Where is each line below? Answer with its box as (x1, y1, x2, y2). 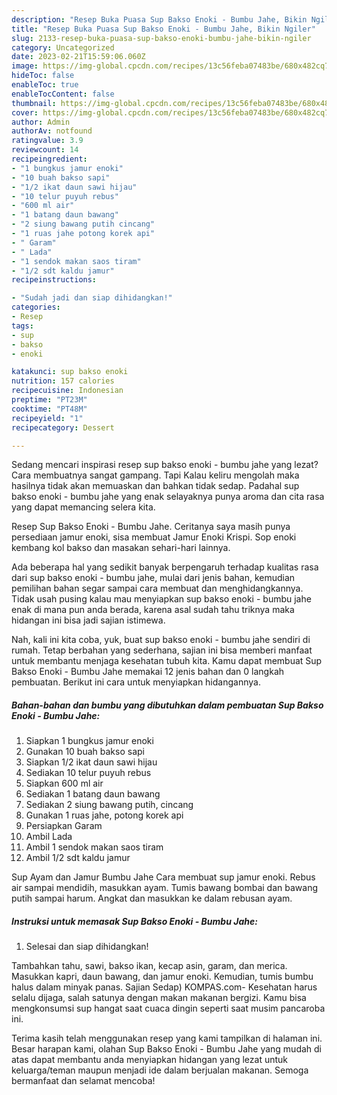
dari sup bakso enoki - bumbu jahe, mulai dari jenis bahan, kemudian (11, 572, 296, 584)
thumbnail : (11, 98, 57, 108)
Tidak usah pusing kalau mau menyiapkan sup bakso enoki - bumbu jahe (11, 593, 312, 605)
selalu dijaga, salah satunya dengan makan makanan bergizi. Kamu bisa (11, 992, 307, 1004)
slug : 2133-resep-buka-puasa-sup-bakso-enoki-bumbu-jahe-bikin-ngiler (11, 33, 312, 43)
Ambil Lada (25, 831, 73, 843)
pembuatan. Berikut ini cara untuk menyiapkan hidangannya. (11, 676, 261, 688)
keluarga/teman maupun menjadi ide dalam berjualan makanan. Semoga (11, 1064, 309, 1076)
